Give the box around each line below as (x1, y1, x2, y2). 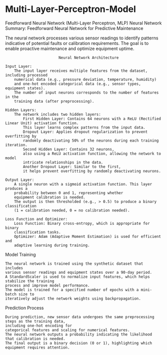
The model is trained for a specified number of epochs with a (5, 287, 139, 292)
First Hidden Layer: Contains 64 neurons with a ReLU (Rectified (23, 116, 162, 121)
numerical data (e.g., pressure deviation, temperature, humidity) (14, 77, 157, 82)
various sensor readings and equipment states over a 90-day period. (5, 270, 153, 275)
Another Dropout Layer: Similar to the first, (23, 164, 121, 169)
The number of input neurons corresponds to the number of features (14, 90, 159, 95)
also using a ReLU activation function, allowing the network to (23, 151, 162, 156)
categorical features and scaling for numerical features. (5, 328, 130, 333)
